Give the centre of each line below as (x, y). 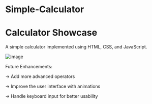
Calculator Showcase (51, 33)
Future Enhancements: (29, 67)
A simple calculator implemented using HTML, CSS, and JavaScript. (76, 47)
